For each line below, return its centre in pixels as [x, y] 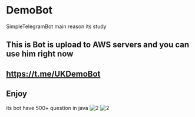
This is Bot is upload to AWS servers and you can [98, 45]
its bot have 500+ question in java [47, 108]
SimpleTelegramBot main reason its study [57, 26]
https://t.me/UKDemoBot [53, 74]
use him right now [40, 54]
